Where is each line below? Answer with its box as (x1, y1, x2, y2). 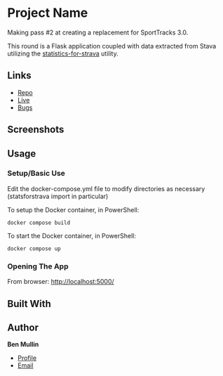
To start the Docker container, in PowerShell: (7, 231, 137, 240)
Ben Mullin (7, 340, 39, 349)
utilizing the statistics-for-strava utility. (7, 49, 119, 58)
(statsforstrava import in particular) (7, 192, 109, 200)
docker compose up (7, 245, 61, 252)
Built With (7, 297, 51, 310)
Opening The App (7, 261, 69, 271)
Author (7, 321, 39, 333)
